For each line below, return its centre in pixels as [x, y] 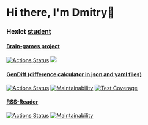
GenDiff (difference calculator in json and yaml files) [74, 74]
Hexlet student [29, 32]
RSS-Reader [22, 102]
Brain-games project [33, 46]
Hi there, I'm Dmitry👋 [61, 12]
